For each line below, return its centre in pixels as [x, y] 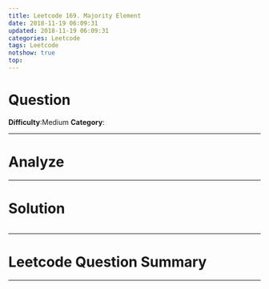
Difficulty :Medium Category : [57, 122]
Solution [37, 208]
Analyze [36, 162]
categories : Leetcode [44, 38]
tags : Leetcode [34, 46]
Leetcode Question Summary [108, 262]
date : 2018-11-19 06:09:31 [53, 23]
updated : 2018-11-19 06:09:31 [59, 30]
